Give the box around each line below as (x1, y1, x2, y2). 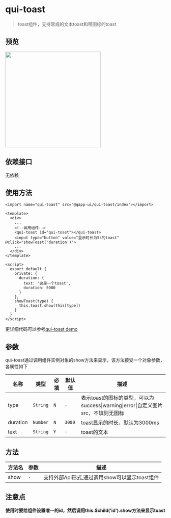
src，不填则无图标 (81, 409, 125, 417)
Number (33, 420, 49, 425)
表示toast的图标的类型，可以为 (81, 394, 154, 401)
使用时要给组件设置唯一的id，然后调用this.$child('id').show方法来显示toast (5, 507, 165, 513)
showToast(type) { (14, 299, 53, 304)
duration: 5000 (23, 286, 56, 291)
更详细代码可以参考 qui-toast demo (5, 326, 78, 332)
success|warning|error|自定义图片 (81, 402, 163, 409)
